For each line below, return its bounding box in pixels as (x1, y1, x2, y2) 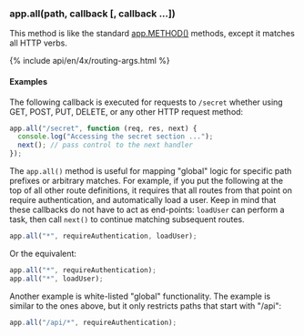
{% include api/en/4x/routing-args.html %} (9, 56, 170, 66)
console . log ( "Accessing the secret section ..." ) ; (17, 132, 214, 141)
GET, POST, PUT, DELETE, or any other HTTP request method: (9, 106, 244, 117)
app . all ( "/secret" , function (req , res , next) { (9, 124, 198, 133)
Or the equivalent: (9, 248, 77, 259)
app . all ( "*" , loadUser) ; (9, 274, 104, 283)
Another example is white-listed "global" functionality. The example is (9, 290, 271, 301)
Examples (9, 76, 48, 87)
